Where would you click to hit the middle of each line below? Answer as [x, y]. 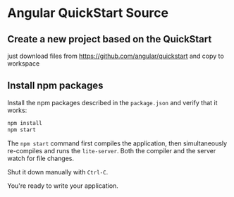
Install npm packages [55, 86]
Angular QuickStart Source [88, 13]
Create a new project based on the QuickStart [110, 39]
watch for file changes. [41, 158]
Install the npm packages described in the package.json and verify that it [112, 102]
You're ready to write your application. [63, 186]
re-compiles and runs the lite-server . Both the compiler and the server [112, 150]
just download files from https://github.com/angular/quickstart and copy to [116, 56]
